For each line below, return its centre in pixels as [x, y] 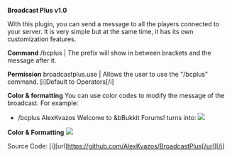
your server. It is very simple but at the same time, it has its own [100, 32]
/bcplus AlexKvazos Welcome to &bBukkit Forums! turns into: [107, 118]
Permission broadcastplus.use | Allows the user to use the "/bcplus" [108, 74]
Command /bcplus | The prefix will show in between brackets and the [109, 53]
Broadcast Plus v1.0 [37, 10]
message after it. [32, 60]
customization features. [42, 39]
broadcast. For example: [43, 103]
